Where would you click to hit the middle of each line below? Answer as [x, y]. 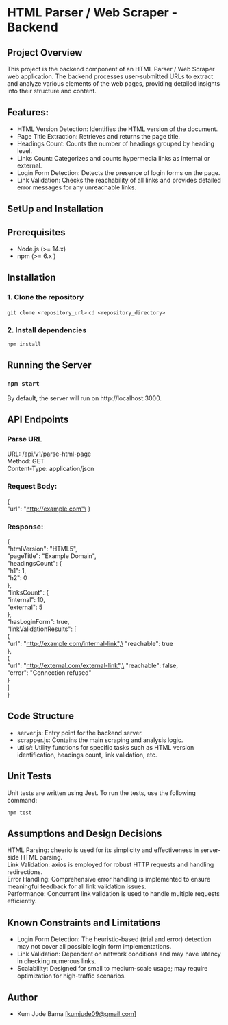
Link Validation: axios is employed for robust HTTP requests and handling [111, 865]
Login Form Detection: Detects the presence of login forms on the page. [118, 172]
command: [22, 800]
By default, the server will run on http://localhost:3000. [85, 398]
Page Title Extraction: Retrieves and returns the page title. [98, 136]
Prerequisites [36, 232]
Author [22, 997]
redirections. [25, 872]
